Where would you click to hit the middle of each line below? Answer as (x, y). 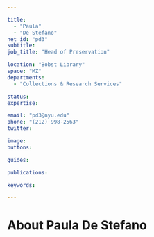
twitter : (20, 129)
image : (17, 141)
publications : (28, 172)
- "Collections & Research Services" (68, 84)
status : (18, 97)
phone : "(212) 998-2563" (43, 122)
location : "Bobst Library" (46, 65)
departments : (26, 77)
